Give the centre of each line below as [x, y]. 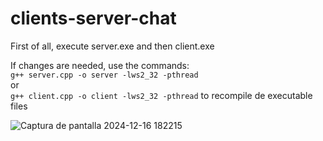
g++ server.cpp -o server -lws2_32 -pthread [104, 75]
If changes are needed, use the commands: [100, 65]
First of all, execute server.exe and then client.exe [112, 46]
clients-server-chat [93, 18]
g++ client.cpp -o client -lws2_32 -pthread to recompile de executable [161, 95]
